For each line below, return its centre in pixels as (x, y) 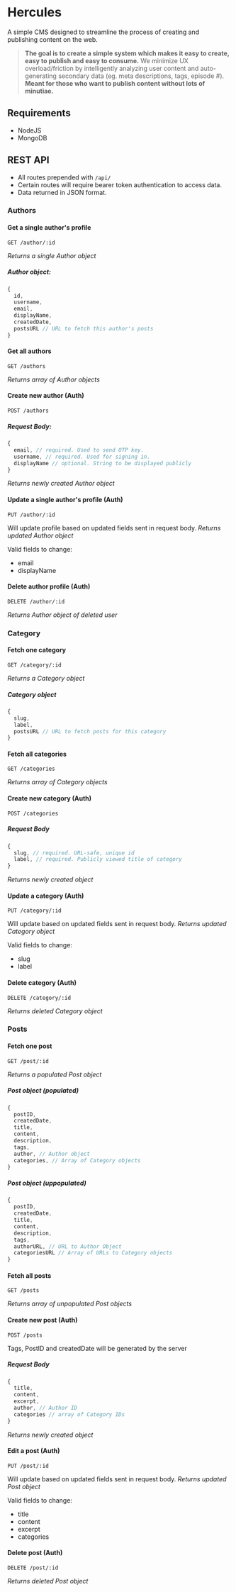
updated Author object (40, 535)
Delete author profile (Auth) (49, 586)
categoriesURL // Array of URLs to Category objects (93, 1253)
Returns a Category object (46, 678)
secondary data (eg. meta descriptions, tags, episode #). (141, 76)
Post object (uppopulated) (47, 1183)
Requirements (39, 113)
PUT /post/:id (28, 1466)
